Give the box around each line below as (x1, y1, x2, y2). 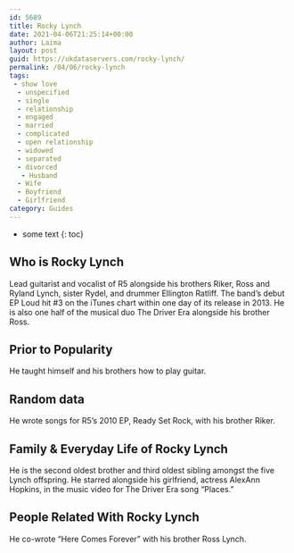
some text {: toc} (21, 229, 85, 239)
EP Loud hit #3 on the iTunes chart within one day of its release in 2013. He (9, 297, 285, 308)
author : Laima (9, 38, 62, 47)
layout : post (9, 46, 58, 55)
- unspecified (17, 88, 69, 96)
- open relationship (17, 138, 94, 147)
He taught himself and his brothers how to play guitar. (9, 365, 207, 376)
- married (17, 121, 53, 130)
